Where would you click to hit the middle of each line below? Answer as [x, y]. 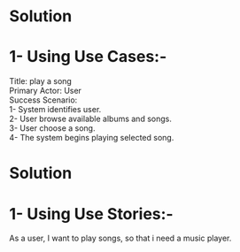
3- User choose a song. [52, 128]
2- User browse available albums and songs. [91, 119]
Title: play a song [41, 81]
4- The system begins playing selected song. [92, 138]
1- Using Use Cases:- [88, 57]
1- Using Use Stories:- [92, 214]
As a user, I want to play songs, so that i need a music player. [120, 238]
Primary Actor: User [46, 91]
